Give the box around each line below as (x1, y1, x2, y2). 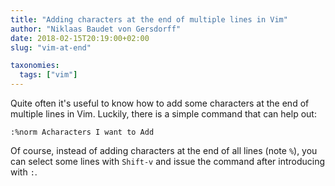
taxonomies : (10, 61, 60, 71)
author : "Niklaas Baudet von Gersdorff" (10, 24, 182, 34)
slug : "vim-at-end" (10, 42, 92, 53)
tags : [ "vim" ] (19, 70, 78, 80)
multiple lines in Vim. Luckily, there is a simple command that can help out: (10, 108, 317, 120)
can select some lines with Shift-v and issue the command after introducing (10, 156, 326, 167)
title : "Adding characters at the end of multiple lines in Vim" (10, 14, 288, 25)
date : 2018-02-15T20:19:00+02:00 (10, 33, 150, 43)
